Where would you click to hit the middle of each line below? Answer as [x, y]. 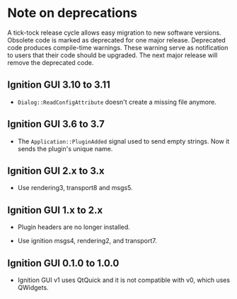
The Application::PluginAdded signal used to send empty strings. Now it [123, 141]
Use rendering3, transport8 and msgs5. [75, 188]
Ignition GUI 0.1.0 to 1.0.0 [63, 263]
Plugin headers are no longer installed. [74, 227]
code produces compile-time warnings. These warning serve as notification [118, 47]
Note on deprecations [73, 13]
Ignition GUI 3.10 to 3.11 [59, 85]
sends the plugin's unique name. [65, 148]
